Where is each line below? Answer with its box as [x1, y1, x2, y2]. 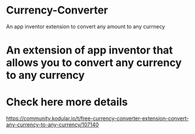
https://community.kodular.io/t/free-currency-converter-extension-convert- [6, 115, 189, 122]
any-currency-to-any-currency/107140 [6, 121, 99, 128]
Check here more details [6, 95, 128, 109]
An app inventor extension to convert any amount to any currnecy [6, 23, 166, 30]
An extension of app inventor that [6, 43, 173, 57]
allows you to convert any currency [6, 56, 182, 69]
